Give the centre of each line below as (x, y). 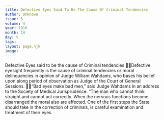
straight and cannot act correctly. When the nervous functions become (77, 96)
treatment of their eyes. (29, 112)
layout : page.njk (23, 46)
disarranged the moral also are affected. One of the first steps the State (77, 102)
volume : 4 (15, 23)
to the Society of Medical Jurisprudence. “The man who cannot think (75, 91)
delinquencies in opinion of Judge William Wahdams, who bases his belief (80, 76)
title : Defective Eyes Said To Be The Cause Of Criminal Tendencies (77, 10)
